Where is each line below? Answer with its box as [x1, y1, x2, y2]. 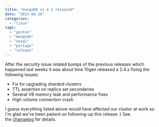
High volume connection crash [12, 96, 74, 102]
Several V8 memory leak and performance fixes [12, 91, 108, 97]
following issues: [5, 72, 39, 77]
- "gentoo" [9, 30, 32, 35]
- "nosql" [9, 39, 29, 44]
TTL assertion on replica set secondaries [12, 86, 94, 92]
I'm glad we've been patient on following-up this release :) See [5, 111, 130, 117]
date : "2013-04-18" [5, 12, 45, 17]
